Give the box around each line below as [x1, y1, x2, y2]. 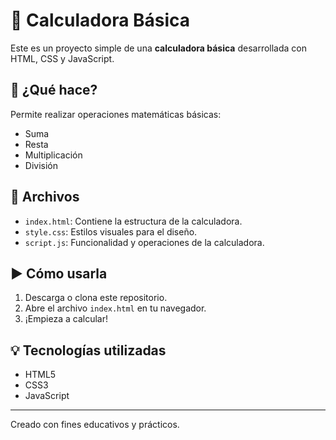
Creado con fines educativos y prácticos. [10, 419, 180, 431]
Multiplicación [24, 149, 83, 161]
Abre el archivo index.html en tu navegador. [24, 302, 207, 314]
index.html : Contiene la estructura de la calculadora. [24, 215, 243, 227]
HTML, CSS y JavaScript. [10, 52, 115, 64]
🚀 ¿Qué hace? [10, 82, 98, 99]
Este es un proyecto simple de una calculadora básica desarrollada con [10, 42, 308, 54]
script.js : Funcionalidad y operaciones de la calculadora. [24, 236, 265, 248]
